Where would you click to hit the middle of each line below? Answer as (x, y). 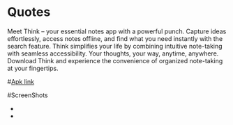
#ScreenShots (28, 95)
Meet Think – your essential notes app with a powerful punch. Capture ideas (117, 31)
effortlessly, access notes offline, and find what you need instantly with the (115, 38)
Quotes (29, 12)
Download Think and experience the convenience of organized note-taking (115, 60)
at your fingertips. (33, 68)
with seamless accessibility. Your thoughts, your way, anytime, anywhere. (113, 53)
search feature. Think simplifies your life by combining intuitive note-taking (115, 46)
